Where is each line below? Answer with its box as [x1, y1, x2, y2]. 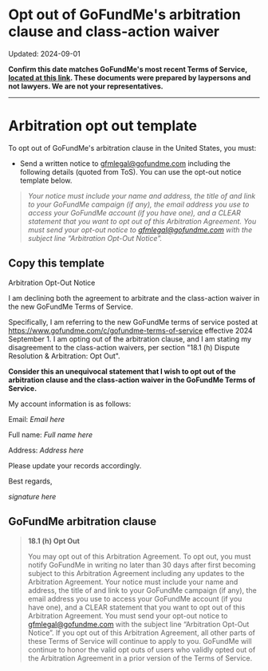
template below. [19, 176, 73, 185]
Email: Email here [8, 414, 65, 424]
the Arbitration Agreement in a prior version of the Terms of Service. [27, 653, 253, 663]
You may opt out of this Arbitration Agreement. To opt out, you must [27, 551, 251, 561]
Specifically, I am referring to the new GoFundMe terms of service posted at [8, 317, 258, 326]
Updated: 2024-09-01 [8, 49, 81, 58]
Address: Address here [8, 445, 84, 455]
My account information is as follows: [8, 399, 132, 409]
